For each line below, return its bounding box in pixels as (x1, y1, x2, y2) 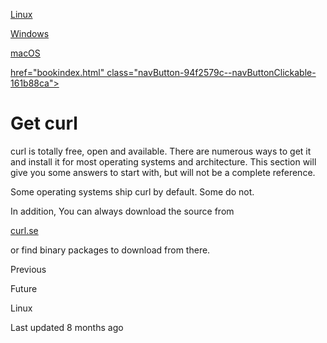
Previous (10, 263, 47, 275)
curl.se (10, 224, 39, 236)
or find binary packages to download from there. (10, 244, 211, 256)
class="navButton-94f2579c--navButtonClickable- (106, 67, 317, 78)
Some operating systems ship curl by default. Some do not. (10, 185, 255, 198)
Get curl (10, 112, 78, 135)
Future (10, 282, 38, 294)
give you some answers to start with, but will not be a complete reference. (10, 166, 316, 178)
